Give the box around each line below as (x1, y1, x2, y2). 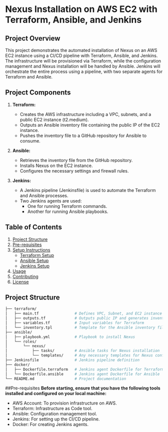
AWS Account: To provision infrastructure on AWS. (12, 400, 117, 406)
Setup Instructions (12, 246, 50, 253)
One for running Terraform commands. (27, 203, 107, 209)
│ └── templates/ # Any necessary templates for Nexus (5, 353, 153, 358)
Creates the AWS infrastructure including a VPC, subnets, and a (19, 111, 151, 117)
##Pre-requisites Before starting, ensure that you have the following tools (5, 385, 161, 391)
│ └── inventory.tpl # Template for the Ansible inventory (5, 325, 155, 330)
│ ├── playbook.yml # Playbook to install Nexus (5, 334, 135, 339)
